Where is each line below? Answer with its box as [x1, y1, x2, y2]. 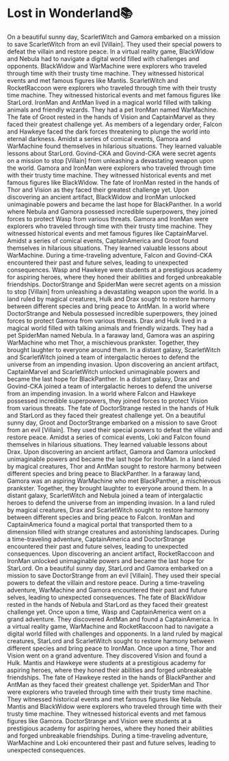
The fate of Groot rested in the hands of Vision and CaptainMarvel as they [7, 112, 215, 121]
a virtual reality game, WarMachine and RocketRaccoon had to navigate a [7, 622, 214, 630]
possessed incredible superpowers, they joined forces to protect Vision [7, 397, 208, 405]
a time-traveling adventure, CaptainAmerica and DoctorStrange [7, 535, 186, 543]
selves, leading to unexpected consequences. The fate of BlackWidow [7, 593, 206, 601]
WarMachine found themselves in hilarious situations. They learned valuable [7, 142, 222, 150]
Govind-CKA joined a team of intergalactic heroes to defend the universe [7, 382, 213, 390]
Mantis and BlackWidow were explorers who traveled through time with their [7, 702, 222, 710]
